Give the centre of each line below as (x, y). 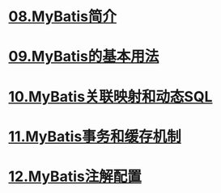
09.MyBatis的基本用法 (84, 57)
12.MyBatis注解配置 (75, 176)
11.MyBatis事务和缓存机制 (95, 136)
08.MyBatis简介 (63, 17)
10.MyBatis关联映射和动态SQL (110, 96)
